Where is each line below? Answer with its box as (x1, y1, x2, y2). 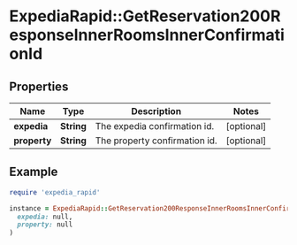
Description (131, 105, 182, 117)
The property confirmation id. (95, 134, 218, 147)
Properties (9, 79, 69, 94)
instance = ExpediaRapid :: (9, 203, 109, 213)
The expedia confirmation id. (95, 120, 215, 132)
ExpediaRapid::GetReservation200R (9, 6, 281, 27)
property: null (17, 220, 73, 229)
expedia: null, (17, 212, 73, 221)
